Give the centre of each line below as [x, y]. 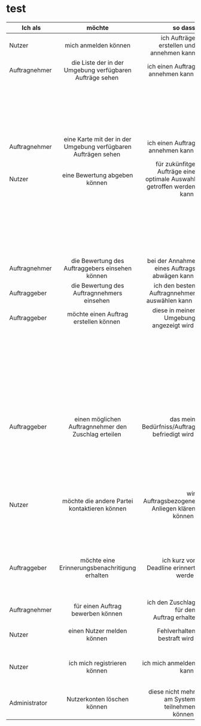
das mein [182, 419]
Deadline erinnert [171, 567]
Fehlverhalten [176, 631]
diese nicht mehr [172, 691]
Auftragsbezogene [169, 501]
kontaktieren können [98, 508]
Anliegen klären [173, 508]
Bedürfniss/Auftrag [168, 426]
